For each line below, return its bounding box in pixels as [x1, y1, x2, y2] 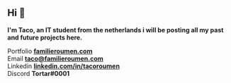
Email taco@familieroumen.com [7, 54, 104, 63]
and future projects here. [7, 33, 83, 41]
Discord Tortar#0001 [7, 69, 70, 77]
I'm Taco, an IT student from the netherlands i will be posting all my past [7, 25, 224, 34]
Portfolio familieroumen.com [7, 46, 93, 55]
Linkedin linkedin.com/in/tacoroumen [7, 61, 120, 70]
